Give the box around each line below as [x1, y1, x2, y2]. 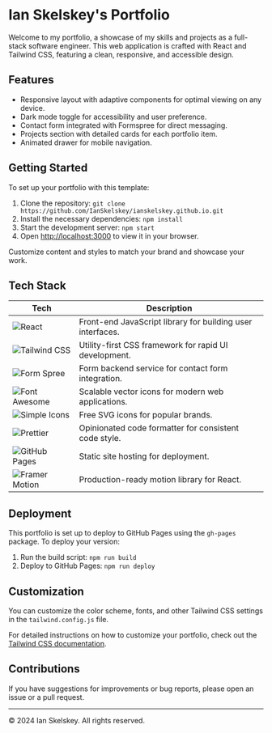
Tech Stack [8, 278, 66, 292]
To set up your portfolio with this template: [8, 182, 150, 192]
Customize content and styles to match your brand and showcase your [8, 247, 244, 256]
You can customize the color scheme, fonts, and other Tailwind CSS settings [8, 606, 263, 616]
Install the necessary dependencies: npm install [19, 214, 184, 223]
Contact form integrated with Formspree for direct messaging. [19, 120, 228, 130]
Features [8, 73, 54, 87]
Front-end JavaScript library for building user [79, 316, 253, 328]
